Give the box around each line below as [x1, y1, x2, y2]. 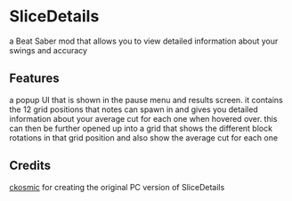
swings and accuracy [9, 44, 87, 55]
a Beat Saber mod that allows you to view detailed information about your [9, 36, 279, 46]
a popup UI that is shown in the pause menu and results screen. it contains [9, 94, 283, 105]
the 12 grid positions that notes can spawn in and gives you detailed [9, 104, 258, 115]
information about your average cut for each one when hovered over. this [9, 113, 278, 124]
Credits [9, 158, 52, 173]
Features [9, 71, 60, 86]
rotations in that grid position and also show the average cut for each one [9, 132, 279, 143]
